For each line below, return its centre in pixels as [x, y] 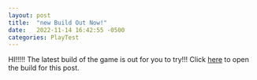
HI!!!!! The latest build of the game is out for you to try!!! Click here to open [129, 60]
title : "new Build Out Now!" [58, 23]
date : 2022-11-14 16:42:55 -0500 [67, 30]
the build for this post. [44, 68]
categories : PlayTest [44, 37]
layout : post [30, 15]
